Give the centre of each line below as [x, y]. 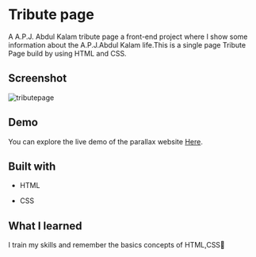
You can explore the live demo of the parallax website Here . [106, 141]
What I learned [45, 226]
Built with [32, 166]
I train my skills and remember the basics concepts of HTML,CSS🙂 [117, 245]
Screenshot [38, 78]
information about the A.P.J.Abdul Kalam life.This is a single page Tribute [127, 44]
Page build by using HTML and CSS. [67, 53]
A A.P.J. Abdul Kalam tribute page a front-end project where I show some [128, 36]
